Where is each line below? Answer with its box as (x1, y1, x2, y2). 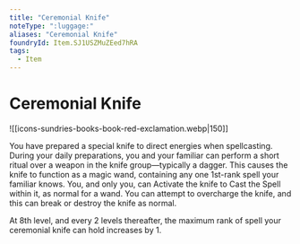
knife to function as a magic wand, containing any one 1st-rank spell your (9, 169, 279, 179)
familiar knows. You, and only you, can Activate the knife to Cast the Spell (9, 179, 281, 189)
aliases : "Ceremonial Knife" (9, 30, 118, 39)
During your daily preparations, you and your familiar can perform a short (9, 150, 279, 161)
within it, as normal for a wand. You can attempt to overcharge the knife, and (9, 187, 292, 198)
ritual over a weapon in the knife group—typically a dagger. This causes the (9, 159, 288, 170)
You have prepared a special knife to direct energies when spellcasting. (9, 140, 273, 151)
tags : (9, 47, 30, 56)
